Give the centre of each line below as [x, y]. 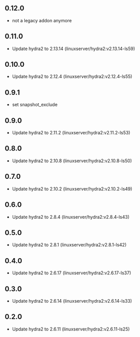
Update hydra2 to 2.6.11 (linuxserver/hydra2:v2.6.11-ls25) [71, 329]
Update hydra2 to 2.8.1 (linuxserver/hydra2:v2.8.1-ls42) [69, 245]
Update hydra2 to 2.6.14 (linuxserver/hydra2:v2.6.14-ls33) [72, 301]
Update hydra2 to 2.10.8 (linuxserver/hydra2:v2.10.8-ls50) [72, 161]
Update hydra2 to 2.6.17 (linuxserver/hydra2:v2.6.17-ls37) [72, 273]
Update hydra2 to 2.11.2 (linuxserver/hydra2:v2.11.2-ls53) [71, 133]
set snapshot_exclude [35, 105]
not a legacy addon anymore [42, 20]
